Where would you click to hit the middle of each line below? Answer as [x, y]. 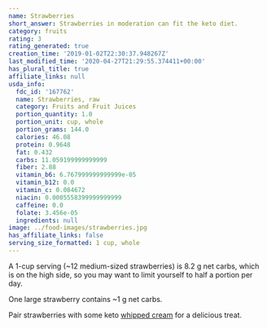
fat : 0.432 [34, 152]
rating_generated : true [49, 46]
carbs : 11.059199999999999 [61, 160]
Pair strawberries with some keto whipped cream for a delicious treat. [125, 315]
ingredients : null [47, 221]
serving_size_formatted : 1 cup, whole [74, 243]
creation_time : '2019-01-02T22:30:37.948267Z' [89, 54]
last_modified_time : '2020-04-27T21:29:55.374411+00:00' [107, 62]
